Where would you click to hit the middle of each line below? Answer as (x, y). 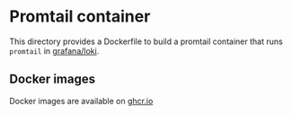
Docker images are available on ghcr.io (81, 101)
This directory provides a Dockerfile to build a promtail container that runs (146, 41)
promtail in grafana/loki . (54, 50)
